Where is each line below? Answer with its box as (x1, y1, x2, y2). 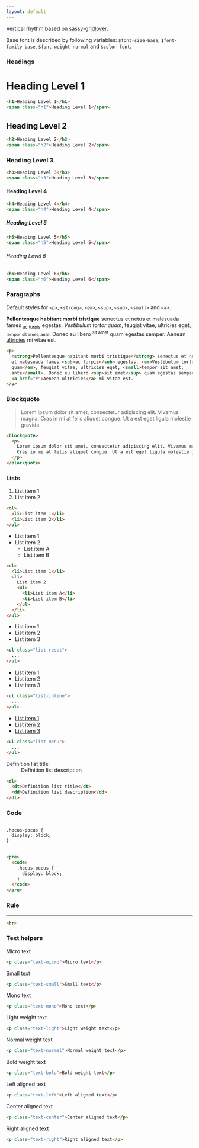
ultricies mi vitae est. (6, 336, 57, 344)
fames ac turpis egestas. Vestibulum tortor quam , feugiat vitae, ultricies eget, (6, 321, 191, 330)
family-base (6, 44, 36, 50)
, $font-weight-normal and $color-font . (35, 43, 132, 50)
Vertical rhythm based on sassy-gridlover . (6, 25, 108, 32)
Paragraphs (6, 290, 40, 299)
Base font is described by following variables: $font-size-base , (6, 36, 160, 43)
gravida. (20, 421, 41, 428)
